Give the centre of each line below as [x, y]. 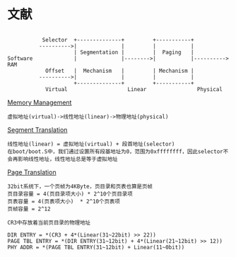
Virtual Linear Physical [134, 89]
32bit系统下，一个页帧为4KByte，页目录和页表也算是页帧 [80, 186]
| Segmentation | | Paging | [134, 52]
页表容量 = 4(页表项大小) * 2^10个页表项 [64, 201]
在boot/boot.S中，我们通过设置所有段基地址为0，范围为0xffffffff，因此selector [116, 151]
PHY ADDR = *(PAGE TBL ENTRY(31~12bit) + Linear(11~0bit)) [96, 247]
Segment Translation [37, 130]
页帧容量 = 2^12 [29, 209]
